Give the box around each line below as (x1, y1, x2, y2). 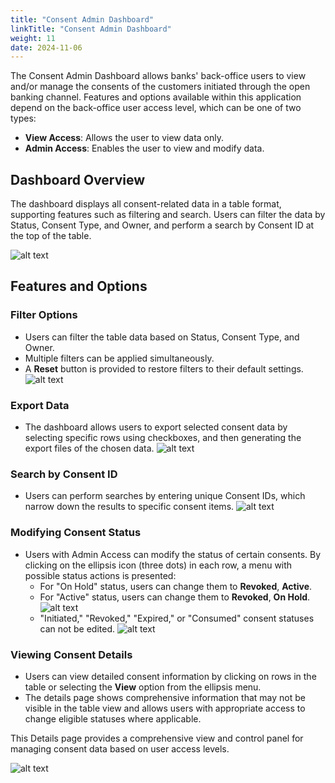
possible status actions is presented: (24, 569, 177, 581)
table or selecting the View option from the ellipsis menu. (24, 681, 262, 693)
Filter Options (10, 308, 78, 322)
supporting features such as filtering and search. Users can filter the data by (10, 209, 326, 221)
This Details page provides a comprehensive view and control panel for (10, 732, 304, 744)
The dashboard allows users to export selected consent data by (24, 421, 288, 433)
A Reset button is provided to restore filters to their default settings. (24, 362, 304, 375)
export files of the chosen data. (24, 442, 155, 455)
